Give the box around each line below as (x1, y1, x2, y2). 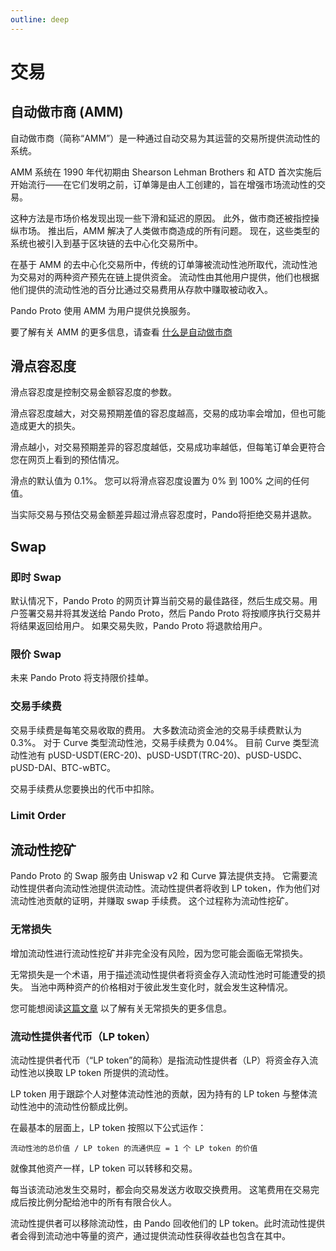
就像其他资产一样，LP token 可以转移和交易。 (10, 1162, 198, 1175)
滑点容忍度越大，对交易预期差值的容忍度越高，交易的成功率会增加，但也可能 (10, 407, 326, 420)
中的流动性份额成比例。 (36, 1101, 133, 1113)
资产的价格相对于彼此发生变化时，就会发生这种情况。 (73, 981, 293, 993)
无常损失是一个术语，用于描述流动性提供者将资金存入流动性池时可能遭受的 (10, 968, 317, 980)
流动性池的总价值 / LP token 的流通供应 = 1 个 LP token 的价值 (10, 1144, 258, 1154)
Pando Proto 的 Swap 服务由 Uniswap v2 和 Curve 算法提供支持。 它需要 (10, 870, 310, 882)
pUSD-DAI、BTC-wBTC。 (10, 761, 116, 773)
